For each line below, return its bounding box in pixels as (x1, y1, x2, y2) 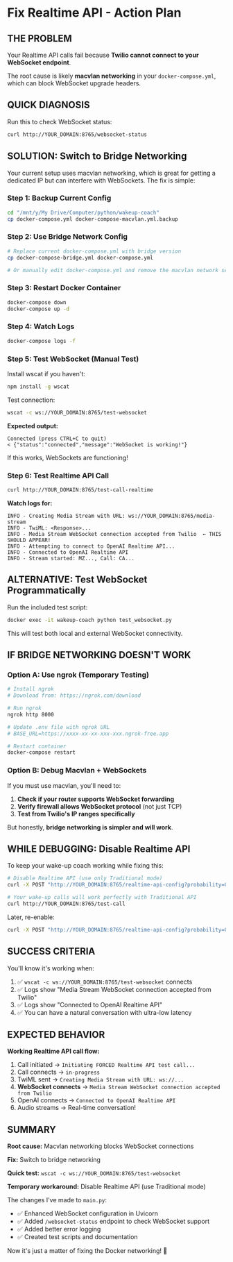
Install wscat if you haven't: (7, 369, 85, 378)
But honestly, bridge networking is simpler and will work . (7, 823, 173, 831)
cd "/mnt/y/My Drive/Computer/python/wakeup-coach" (7, 209, 159, 216)
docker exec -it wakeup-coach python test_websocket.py (7, 616, 172, 623)
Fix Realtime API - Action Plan (7, 5, 182, 21)
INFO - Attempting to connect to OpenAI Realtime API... (7, 543, 175, 550)
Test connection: (7, 396, 55, 404)
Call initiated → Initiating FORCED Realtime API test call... (17, 1061, 196, 1069)
